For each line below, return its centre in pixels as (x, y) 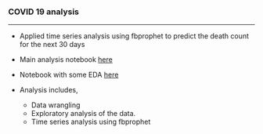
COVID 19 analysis (44, 12)
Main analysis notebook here (66, 60)
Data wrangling (56, 105)
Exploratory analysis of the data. (83, 114)
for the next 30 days (52, 45)
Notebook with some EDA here (69, 75)
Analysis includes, (49, 90)
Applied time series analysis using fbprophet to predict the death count (134, 36)
